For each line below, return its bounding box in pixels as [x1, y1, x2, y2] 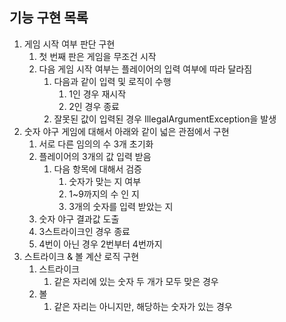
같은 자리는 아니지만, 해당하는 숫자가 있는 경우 [53, 300, 233, 312]
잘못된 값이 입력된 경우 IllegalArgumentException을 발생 [53, 113, 277, 125]
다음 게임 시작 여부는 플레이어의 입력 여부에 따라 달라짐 [38, 63, 253, 75]
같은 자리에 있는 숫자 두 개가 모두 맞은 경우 [53, 275, 219, 287]
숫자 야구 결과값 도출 [38, 213, 120, 225]
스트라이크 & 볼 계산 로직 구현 [23, 250, 140, 262]
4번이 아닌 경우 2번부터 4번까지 [38, 238, 163, 250]
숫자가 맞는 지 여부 [68, 175, 142, 187]
